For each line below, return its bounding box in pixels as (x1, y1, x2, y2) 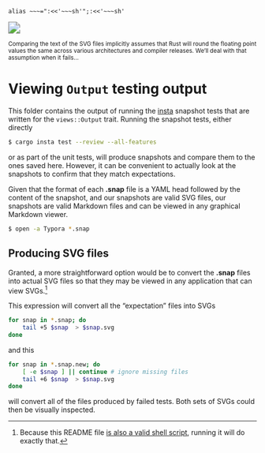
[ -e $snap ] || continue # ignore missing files (22, 368, 189, 376)
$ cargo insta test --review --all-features (8, 138, 157, 146)
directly (8, 122, 33, 132)
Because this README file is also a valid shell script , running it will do (19, 428, 245, 437)
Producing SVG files (8, 247, 109, 260)
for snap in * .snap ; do (8, 316, 87, 324)
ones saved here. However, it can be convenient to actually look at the (8, 160, 237, 170)
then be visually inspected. (8, 405, 96, 414)
